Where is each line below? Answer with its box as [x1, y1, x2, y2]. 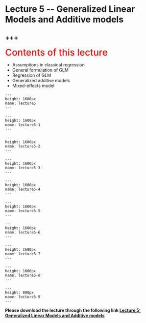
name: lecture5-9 [5, 294, 41, 299]
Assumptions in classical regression [12, 62, 85, 67]
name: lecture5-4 [5, 187, 41, 192]
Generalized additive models [12, 78, 70, 83]
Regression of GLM [12, 72, 51, 78]
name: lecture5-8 [5, 273, 41, 278]
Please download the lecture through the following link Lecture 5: [5, 307, 141, 313]
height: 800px [5, 290, 34, 295]
